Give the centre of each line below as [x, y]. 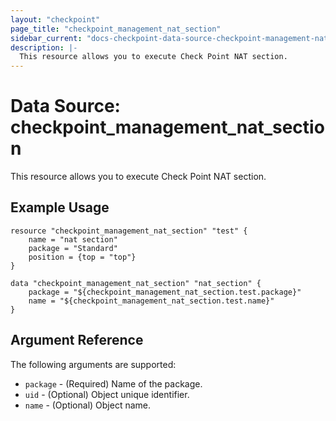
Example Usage [60, 207]
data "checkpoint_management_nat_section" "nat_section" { [136, 283]
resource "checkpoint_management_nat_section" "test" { [129, 231]
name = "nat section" [73, 239]
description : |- [44, 47]
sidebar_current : [46, 38]
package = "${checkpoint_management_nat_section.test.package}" [165, 292]
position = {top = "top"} [82, 257]
